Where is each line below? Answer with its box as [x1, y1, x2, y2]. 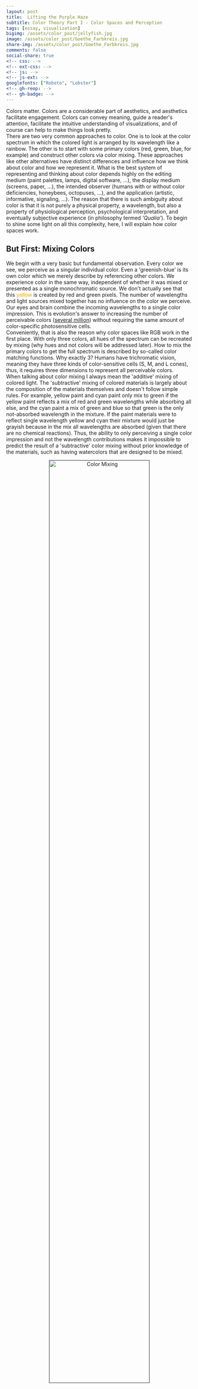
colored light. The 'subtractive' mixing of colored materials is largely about [6, 379, 187, 386]
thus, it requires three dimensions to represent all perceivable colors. [6, 366, 174, 373]
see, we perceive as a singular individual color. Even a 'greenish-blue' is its [6, 266, 189, 273]
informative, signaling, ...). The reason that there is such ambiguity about [6, 195, 183, 202]
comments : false [6, 47, 46, 53]
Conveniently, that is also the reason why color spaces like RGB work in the [6, 329, 190, 336]
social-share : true [6, 53, 54, 59]
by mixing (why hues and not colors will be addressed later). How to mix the [6, 341, 191, 348]
